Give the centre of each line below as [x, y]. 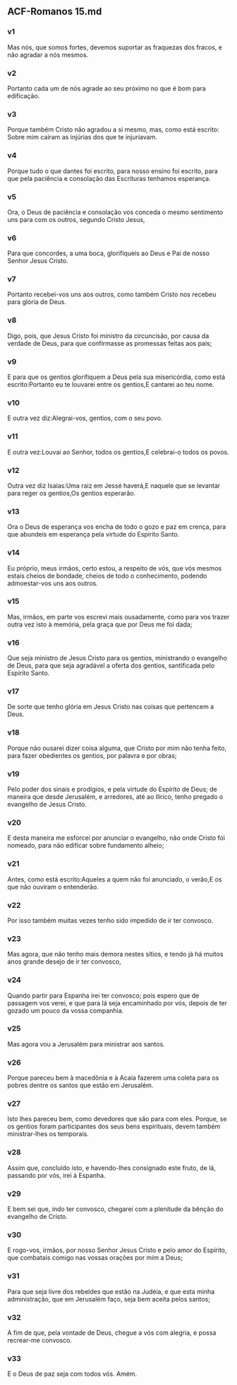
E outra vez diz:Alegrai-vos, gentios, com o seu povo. [85, 418]
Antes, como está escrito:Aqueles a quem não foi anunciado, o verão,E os [115, 879]
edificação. [24, 95]
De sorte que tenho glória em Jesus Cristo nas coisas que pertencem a [111, 707]
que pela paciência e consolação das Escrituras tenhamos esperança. [109, 178]
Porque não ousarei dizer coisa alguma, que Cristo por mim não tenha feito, [117, 748]
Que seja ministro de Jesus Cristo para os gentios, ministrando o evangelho [117, 658]
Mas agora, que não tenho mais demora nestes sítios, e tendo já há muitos [115, 954]
